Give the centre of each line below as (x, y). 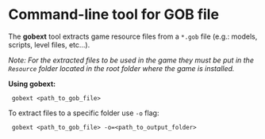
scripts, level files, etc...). (49, 44)
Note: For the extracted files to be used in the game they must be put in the (131, 60)
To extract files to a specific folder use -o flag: (84, 113)
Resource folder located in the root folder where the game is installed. (121, 68)
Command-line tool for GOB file (114, 15)
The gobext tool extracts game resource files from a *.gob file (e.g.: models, (133, 36)
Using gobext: (32, 84)
